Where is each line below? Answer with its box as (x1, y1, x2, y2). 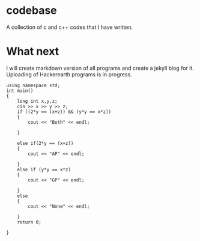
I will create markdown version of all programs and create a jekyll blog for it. (6, 64, 194, 72)
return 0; (17, 219, 42, 225)
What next (6, 44, 59, 58)
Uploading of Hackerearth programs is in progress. (6, 70, 132, 78)
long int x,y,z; (17, 98, 58, 104)
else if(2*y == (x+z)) (17, 140, 74, 146)
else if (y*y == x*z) (17, 166, 71, 172)
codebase (6, 4, 57, 17)
